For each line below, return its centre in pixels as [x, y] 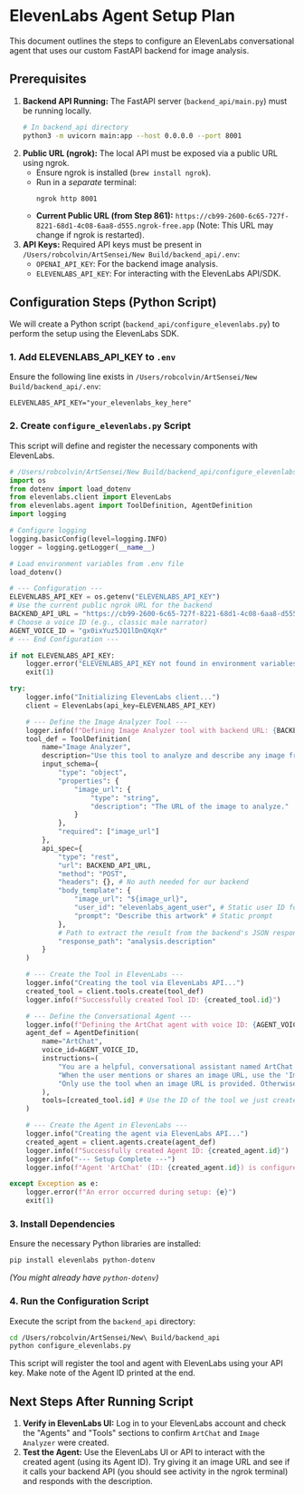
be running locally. [57, 111]
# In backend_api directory [75, 127]
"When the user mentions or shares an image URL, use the [169, 1075]
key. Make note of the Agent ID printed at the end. [103, 1373]
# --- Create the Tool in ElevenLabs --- [104, 975]
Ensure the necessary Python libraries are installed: [105, 1244]
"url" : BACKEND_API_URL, [104, 865]
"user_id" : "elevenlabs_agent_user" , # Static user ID [179, 908]
